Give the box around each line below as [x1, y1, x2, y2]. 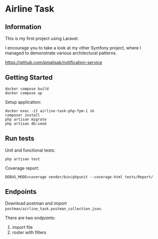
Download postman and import [5, 200, 67, 207]
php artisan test [5, 157, 40, 161]
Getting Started [5, 74, 53, 82]
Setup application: [5, 99, 41, 105]
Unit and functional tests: [5, 147, 55, 153]
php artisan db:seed [5, 121, 47, 126]
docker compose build [5, 86, 49, 91]
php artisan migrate [5, 117, 47, 122]
